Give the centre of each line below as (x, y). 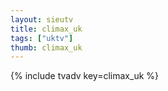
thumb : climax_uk (46, 47)
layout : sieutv (42, 19)
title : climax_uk (46, 29)
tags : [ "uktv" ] (42, 38)
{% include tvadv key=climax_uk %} (84, 76)
